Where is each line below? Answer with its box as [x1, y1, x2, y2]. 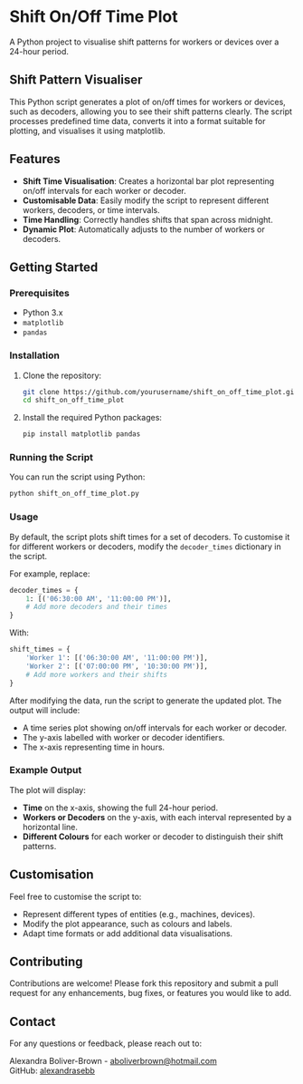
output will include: [9, 704, 80, 715]
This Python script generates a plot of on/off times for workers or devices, [9, 96, 287, 107]
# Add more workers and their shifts [25, 670, 168, 679]
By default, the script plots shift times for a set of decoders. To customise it [9, 531, 290, 542]
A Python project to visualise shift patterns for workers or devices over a [9, 36, 279, 47]
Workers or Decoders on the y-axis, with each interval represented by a [22, 811, 292, 822]
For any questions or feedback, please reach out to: [9, 1038, 202, 1049]
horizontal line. [22, 821, 79, 832]
